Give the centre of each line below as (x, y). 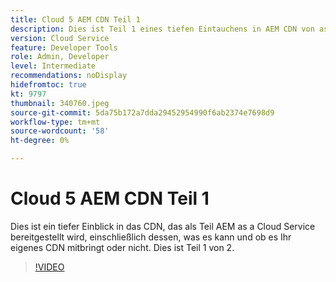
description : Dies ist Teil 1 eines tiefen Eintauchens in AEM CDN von (162, 29)
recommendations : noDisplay (69, 76)
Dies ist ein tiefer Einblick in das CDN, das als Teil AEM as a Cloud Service (163, 226)
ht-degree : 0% (40, 141)
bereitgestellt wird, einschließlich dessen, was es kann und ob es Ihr (151, 237)
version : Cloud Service (60, 38)
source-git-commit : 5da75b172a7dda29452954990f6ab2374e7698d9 (142, 112)
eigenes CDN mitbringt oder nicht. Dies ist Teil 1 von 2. (122, 247)
